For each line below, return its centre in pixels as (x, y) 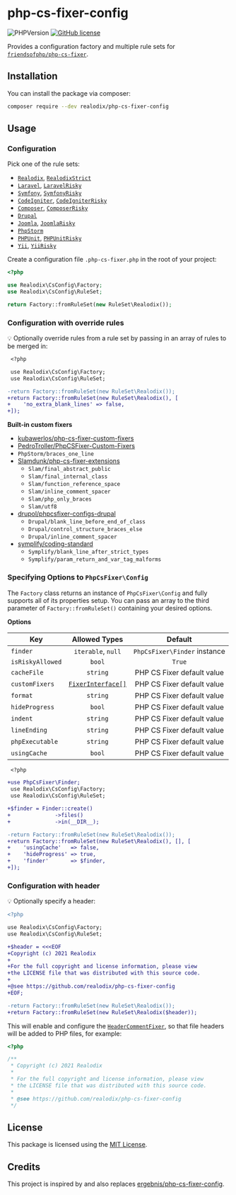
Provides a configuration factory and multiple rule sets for (91, 46)
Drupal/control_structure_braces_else (85, 530)
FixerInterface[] (98, 684)
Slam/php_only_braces (60, 499)
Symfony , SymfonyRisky (49, 193)
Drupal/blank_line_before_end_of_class (87, 522)
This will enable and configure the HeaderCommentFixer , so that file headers (116, 1026)
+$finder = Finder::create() (50, 809)
